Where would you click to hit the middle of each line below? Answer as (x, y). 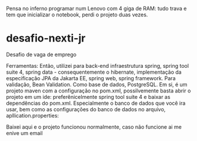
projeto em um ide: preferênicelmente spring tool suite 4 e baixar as (88, 97)
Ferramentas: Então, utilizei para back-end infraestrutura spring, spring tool (98, 66)
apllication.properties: (33, 115)
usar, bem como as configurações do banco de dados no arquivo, (86, 109)
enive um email (24, 133)
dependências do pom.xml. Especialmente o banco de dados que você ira (96, 103)
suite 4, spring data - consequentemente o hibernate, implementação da (94, 72)
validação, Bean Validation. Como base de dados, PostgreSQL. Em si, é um (97, 84)
